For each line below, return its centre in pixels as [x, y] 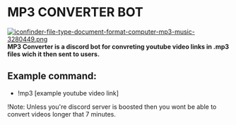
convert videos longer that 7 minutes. [62, 114]
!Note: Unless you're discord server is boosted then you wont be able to [112, 107]
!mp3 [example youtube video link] [68, 93]
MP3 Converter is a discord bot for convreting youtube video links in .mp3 [118, 46]
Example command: [52, 76]
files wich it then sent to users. [54, 54]
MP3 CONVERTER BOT [75, 12]
